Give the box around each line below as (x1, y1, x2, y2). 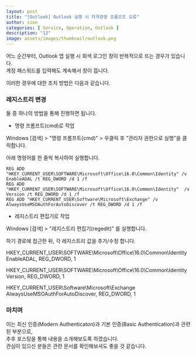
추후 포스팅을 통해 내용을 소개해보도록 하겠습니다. (6, 335, 119, 342)
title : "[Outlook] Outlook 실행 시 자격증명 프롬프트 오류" (6, 14, 140, 20)
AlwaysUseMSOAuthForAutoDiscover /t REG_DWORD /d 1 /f (6, 202, 143, 208)
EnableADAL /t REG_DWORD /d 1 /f (6, 176, 88, 182)
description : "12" (6, 30, 51, 36)
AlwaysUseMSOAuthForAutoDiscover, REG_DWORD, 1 (6, 290, 136, 298)
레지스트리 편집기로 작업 (14, 213, 70, 220)
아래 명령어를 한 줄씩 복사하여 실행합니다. (6, 154, 100, 161)
